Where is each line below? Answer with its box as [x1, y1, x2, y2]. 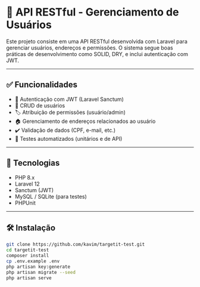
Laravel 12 [14, 180, 40, 187]
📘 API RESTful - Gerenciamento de [6, 5, 179, 19]
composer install [6, 253, 49, 259]
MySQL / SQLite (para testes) [14, 193, 87, 200]
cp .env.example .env [6, 258, 60, 264]
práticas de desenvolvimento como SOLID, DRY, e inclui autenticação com [6, 50, 189, 57]
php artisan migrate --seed [6, 269, 76, 275]
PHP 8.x [14, 174, 35, 181]
